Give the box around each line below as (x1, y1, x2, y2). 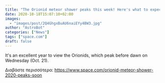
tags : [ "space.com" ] (5, 35, 48, 40)
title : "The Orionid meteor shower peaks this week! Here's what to (5, 7, 148, 12)
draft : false (5, 39, 32, 44)
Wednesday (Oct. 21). (5, 57, 49, 63)
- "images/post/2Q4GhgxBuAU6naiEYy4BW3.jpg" (9, 21, 102, 26)
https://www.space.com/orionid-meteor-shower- (54, 67, 154, 73)
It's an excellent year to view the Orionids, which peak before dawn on (5, 52, 148, 58)
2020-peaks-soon (5, 72, 42, 78)
